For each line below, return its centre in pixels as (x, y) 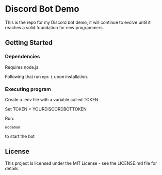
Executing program (28, 89)
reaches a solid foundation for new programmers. (55, 27)
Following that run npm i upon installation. (47, 77)
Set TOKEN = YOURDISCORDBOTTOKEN (46, 109)
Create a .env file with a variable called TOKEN (52, 99)
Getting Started (29, 43)
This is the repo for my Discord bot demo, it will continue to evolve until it (78, 22)
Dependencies (23, 57)
